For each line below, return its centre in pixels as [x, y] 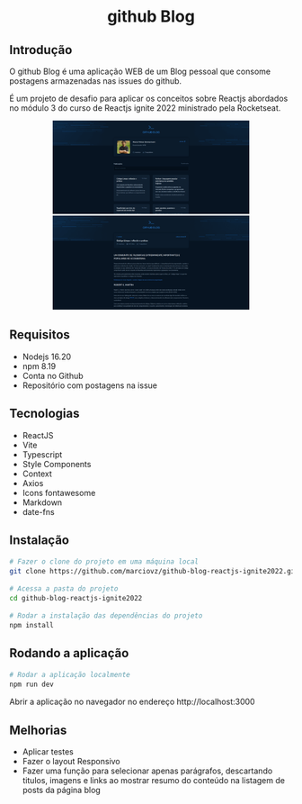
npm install [31, 625]
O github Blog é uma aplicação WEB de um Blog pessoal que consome [140, 71]
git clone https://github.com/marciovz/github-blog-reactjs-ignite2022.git [154, 572]
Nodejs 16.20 [47, 357]
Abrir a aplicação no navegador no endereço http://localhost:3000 [132, 702]
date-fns [39, 511]
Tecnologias [44, 414]
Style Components [57, 464]
